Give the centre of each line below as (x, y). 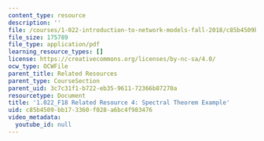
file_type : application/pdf (54, 45)
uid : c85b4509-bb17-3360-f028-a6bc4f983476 (81, 110)
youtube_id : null (44, 125)
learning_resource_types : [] (56, 52)
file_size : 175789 (38, 37)
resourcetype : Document (47, 96)
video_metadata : (35, 117)
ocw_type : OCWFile (38, 67)
